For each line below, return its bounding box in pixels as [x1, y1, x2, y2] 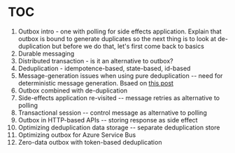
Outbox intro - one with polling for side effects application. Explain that [17, 27, 222, 35]
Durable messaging [17, 49, 75, 58]
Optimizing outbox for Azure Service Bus [17, 130, 136, 139]
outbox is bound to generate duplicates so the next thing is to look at [17, 34, 216, 42]
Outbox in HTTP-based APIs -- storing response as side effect [17, 115, 198, 124]
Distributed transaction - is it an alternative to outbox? [17, 56, 173, 65]
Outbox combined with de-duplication [17, 86, 128, 95]
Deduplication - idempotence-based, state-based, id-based [17, 64, 191, 72]
